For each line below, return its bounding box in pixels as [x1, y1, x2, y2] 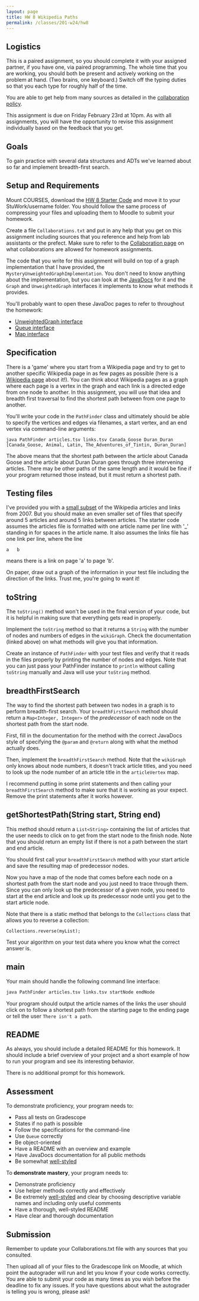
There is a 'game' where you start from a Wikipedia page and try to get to [6, 363, 185, 370]
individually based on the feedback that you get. [6, 124, 124, 132]
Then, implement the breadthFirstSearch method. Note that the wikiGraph [6, 756, 186, 763]
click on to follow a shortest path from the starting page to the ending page [6, 1006, 190, 1013]
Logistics [6, 41, 41, 52]
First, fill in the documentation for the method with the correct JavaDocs [6, 732, 182, 739]
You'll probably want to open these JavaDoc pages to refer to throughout [6, 300, 185, 307]
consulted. [6, 1251, 33, 1258]
